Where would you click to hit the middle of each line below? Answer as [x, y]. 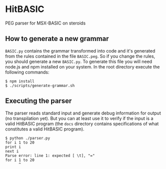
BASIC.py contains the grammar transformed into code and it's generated [80, 50]
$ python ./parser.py [28, 138]
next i [12, 151]
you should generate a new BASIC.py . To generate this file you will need [79, 61]
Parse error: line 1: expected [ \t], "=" [50, 155]
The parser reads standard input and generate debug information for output [83, 113]
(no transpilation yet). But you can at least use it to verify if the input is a [79, 118]
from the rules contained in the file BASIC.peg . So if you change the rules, [80, 56]
